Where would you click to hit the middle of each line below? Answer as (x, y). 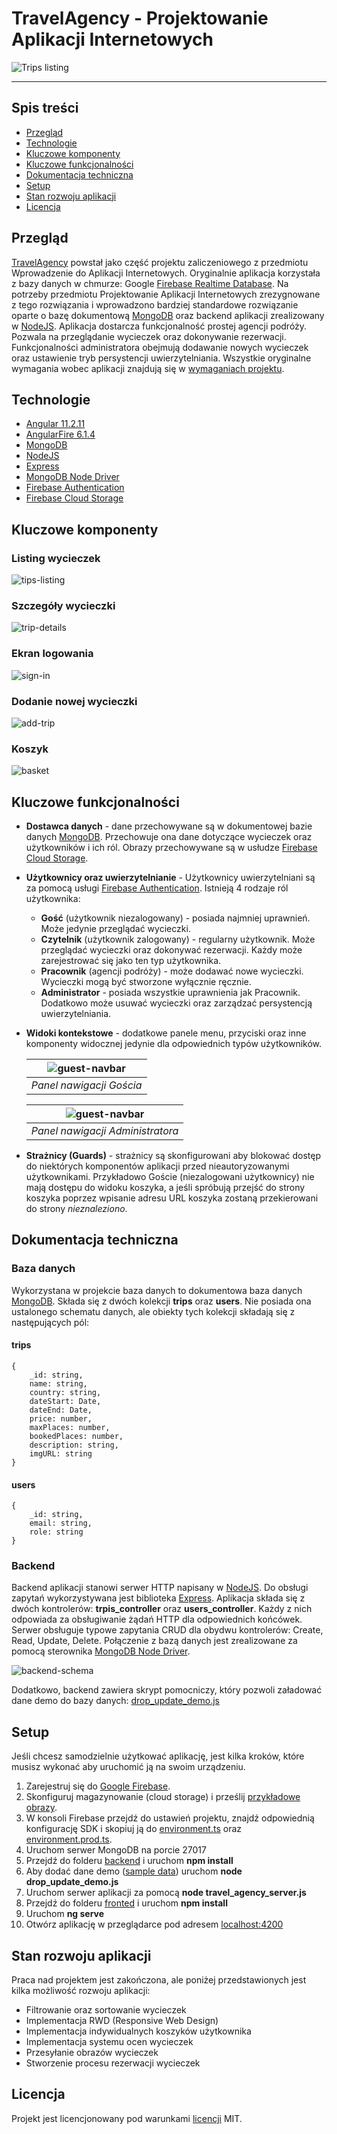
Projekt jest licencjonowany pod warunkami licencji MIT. (127, 2118)
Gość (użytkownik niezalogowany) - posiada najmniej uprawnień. (175, 918)
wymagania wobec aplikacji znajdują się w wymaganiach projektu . (148, 368)
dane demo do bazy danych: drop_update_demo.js (115, 1701)
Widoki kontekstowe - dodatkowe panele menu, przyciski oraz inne (166, 1033)
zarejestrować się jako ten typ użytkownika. (131, 961)
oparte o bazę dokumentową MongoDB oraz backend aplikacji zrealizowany (168, 315)
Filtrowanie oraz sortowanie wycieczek (106, 2010)
